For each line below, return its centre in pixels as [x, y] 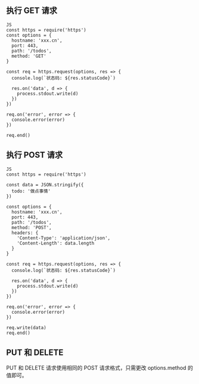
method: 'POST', [32, 227]
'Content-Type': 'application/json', [64, 238]
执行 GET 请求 [32, 11]
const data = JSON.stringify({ [45, 185]
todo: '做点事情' [31, 191]
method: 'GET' [29, 56]
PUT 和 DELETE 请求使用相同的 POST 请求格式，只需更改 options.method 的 [100, 368]
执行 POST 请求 [35, 155]
